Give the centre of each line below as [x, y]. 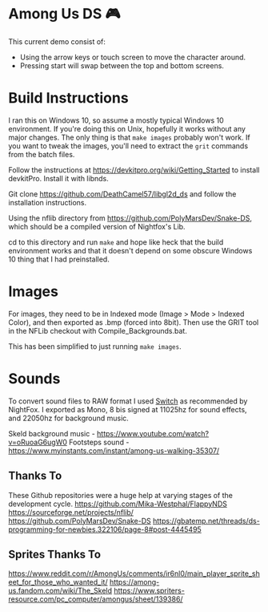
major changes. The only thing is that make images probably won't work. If [129, 137]
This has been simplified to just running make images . [95, 346]
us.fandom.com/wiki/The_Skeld [60, 591]
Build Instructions [69, 98]
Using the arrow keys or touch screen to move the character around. [133, 57]
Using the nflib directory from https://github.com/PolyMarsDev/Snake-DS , [130, 218]
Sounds [34, 379]
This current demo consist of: [57, 41]
